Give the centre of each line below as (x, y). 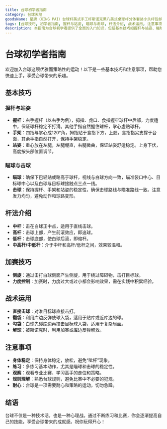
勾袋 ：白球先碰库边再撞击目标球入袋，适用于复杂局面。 (69, 324)
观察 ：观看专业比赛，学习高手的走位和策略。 (58, 373)
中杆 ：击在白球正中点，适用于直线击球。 (54, 226)
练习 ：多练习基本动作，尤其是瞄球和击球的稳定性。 (65, 367)
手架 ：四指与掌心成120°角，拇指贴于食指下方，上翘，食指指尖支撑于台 (84, 132)
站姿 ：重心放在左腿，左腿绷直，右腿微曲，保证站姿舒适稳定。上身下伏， (86, 145)
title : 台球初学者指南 (26, 10)
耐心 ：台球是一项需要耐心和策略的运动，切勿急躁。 (65, 385)
